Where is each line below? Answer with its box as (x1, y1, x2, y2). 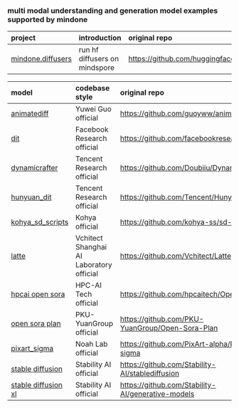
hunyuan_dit (11, 192, 52, 202)
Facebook (75, 125, 109, 135)
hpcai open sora (11, 289, 65, 299)
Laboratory (75, 260, 112, 270)
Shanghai (75, 242, 107, 252)
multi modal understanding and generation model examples (7, 6, 218, 16)
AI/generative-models (119, 389, 195, 399)
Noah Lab (75, 339, 108, 349)
